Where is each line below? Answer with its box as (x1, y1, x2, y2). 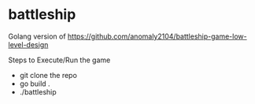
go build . (19, 79, 50, 88)
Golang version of (8, 32, 66, 41)
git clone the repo (19, 70, 77, 80)
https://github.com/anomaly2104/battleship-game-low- (67, 32, 247, 41)
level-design (8, 39, 49, 49)
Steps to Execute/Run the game (8, 55, 111, 65)
